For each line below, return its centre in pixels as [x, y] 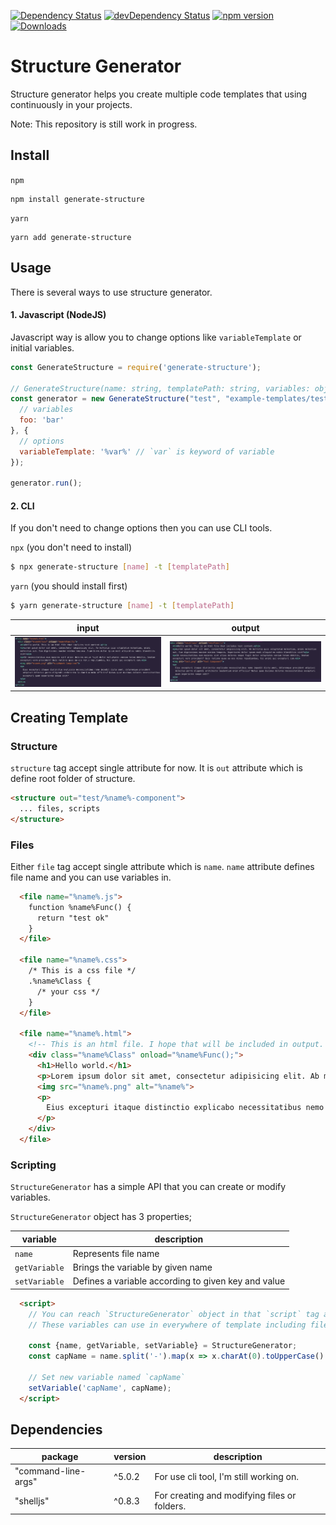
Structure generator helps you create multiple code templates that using [159, 94]
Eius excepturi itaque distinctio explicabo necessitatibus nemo [185, 1108]
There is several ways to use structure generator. [111, 292]
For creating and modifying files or [225, 1496]
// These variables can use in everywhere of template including [167, 1325]
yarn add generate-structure [71, 237]
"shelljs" [32, 1501]
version [130, 1456]
